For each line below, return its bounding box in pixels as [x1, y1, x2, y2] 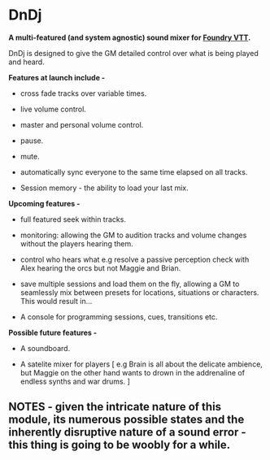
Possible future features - [8, 328, 98, 337]
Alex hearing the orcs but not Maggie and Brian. [20, 263, 181, 273]
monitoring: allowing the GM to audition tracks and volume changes [20, 230, 247, 240]
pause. [20, 136, 44, 145]
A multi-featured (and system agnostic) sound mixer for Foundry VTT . [8, 33, 251, 42]
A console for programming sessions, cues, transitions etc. [20, 311, 218, 322]
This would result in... [20, 296, 93, 306]
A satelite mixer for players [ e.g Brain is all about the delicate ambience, [20, 359, 263, 369]
